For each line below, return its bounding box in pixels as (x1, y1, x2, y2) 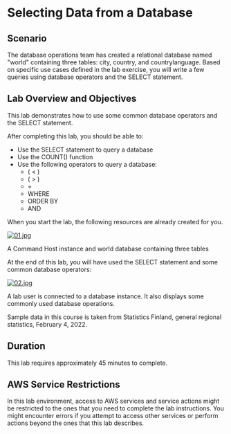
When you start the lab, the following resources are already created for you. (7, 217, 223, 226)
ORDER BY (27, 197, 59, 205)
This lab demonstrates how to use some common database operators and (7, 111, 218, 119)
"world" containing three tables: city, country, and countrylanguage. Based (7, 58, 221, 66)
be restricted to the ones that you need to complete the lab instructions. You (7, 404, 225, 413)
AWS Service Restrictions (7, 379, 121, 390)
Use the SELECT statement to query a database (17, 145, 154, 154)
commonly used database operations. (7, 299, 115, 307)
